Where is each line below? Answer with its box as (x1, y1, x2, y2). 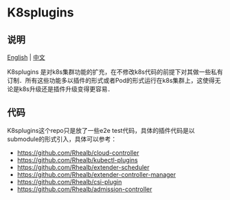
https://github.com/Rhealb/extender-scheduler (16, 163, 150, 171)
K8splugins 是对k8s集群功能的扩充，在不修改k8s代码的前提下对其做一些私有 (7, 68, 223, 76)
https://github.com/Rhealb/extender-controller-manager (16, 170, 176, 179)
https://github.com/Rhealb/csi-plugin (16, 177, 122, 186)
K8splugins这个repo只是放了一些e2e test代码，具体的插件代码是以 (7, 126, 195, 134)
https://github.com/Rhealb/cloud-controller (16, 149, 139, 157)
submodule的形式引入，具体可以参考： (7, 135, 117, 143)
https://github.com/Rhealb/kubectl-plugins (16, 155, 139, 164)
